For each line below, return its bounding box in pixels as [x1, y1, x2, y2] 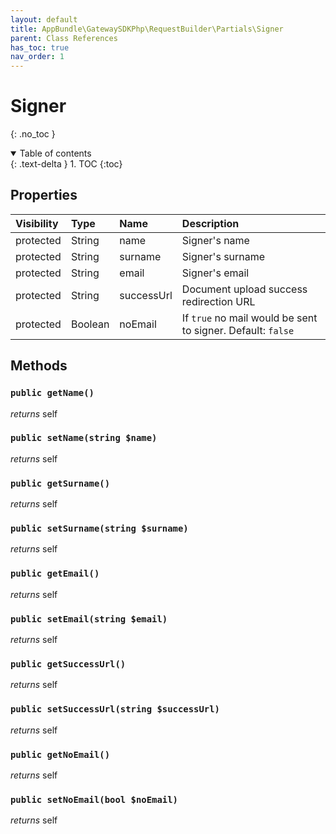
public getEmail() [10, 568, 100, 580]
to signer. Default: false [181, 323, 295, 337]
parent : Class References [10, 33, 118, 43]
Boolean [70, 317, 110, 331]
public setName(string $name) [10, 432, 158, 444]
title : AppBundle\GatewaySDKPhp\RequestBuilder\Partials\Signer [10, 24, 284, 34]
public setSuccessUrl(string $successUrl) [10, 704, 220, 715]
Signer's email [181, 266, 250, 280]
